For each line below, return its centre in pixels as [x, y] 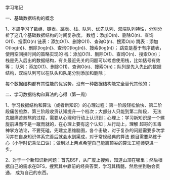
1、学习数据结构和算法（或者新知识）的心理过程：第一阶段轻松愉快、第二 [81, 105]
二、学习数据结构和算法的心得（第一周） [47, 94]
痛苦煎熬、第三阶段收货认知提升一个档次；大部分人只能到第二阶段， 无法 [86, 111]
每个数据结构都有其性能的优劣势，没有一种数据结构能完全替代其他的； [78, 84]
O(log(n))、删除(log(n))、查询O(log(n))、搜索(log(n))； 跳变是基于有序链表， [85, 48]
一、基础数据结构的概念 [30, 18]
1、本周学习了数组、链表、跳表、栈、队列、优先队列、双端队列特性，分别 [81, 29]
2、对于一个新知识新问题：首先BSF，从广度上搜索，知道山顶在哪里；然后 [82, 160]
